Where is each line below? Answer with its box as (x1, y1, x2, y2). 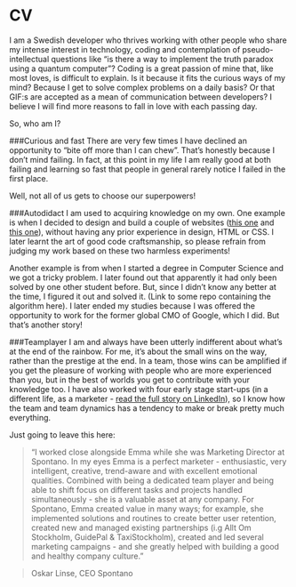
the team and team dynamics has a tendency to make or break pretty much (9, 402, 284, 414)
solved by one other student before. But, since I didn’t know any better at (9, 281, 277, 292)
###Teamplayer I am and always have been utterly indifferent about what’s (9, 336, 283, 347)
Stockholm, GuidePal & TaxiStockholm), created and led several (30, 531, 264, 543)
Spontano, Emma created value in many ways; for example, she (30, 503, 264, 514)
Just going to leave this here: (9, 429, 116, 440)
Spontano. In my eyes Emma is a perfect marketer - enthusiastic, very (30, 455, 287, 467)
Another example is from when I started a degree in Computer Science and (9, 262, 284, 273)
